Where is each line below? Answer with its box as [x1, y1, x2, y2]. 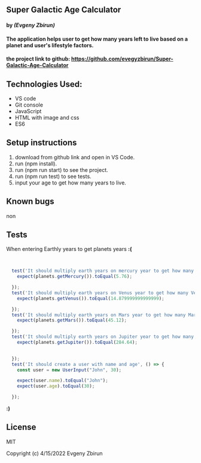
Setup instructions [6, 138, 77, 148]
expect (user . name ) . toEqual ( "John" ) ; [17, 377, 109, 384]
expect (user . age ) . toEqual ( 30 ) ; [17, 383, 95, 389]
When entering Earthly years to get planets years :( [6, 246, 132, 253]
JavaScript [14, 107, 42, 114]
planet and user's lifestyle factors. [6, 41, 94, 49]
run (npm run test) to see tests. [14, 173, 92, 180]
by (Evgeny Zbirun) [6, 21, 55, 29]
